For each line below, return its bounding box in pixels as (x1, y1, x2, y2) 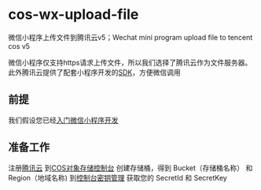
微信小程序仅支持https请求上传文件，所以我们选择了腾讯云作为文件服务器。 (8, 58, 252, 67)
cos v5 (8, 41, 30, 50)
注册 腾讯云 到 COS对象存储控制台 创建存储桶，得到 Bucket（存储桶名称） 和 (8, 163, 253, 173)
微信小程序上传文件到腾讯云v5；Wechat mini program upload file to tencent (8, 32, 253, 42)
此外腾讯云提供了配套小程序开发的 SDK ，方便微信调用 (8, 67, 181, 76)
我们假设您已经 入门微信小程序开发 (8, 115, 119, 125)
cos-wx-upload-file (8, 6, 139, 24)
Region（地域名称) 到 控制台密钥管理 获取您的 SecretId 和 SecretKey (8, 173, 228, 182)
